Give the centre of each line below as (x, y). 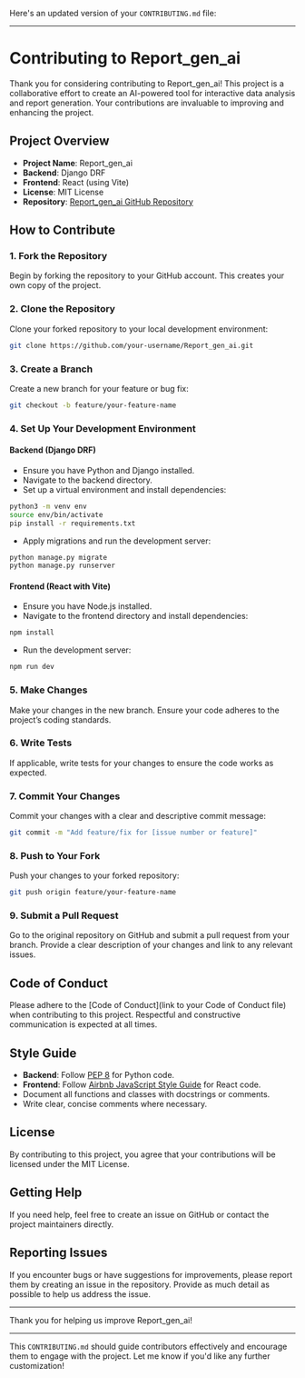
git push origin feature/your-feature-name (93, 893)
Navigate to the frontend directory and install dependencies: (135, 616)
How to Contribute (63, 230)
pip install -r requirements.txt (73, 523)
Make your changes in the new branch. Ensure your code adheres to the (144, 710)
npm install (32, 633)
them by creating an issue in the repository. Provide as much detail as (140, 1284)
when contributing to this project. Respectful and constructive (125, 1015)
